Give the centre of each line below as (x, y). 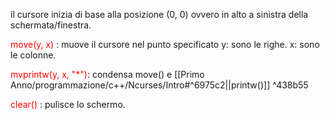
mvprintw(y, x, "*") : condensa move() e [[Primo (107, 74)
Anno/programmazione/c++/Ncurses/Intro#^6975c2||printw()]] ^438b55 (159, 85)
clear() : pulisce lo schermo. (68, 104)
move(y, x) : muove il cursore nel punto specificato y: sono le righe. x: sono (165, 44)
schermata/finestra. (51, 25)
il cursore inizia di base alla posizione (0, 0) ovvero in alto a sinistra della (159, 14)
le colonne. (33, 55)
